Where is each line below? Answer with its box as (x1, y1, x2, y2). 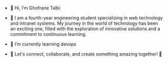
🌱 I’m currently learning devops (10, 41, 77, 47)
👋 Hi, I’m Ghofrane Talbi (10, 5, 60, 11)
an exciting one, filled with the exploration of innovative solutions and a (10, 26, 160, 32)
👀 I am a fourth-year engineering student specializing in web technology (10, 15, 163, 20)
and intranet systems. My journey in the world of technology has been (10, 20, 159, 26)
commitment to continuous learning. (10, 31, 87, 37)
